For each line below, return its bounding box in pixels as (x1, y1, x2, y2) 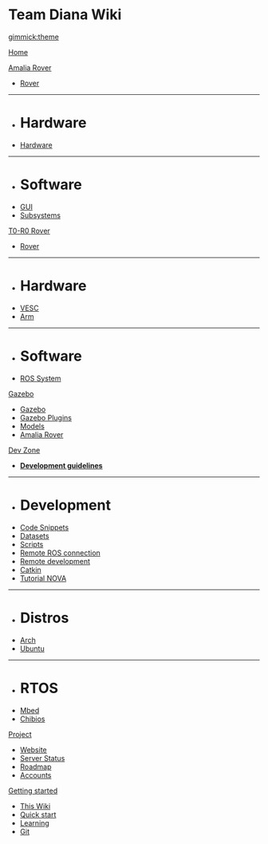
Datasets (19, 530, 49, 540)
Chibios (19, 714, 45, 724)
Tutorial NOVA (19, 573, 67, 583)
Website (19, 744, 48, 755)
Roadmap (19, 762, 52, 771)
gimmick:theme (8, 32, 60, 41)
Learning (19, 818, 49, 827)
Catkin (19, 565, 41, 574)
